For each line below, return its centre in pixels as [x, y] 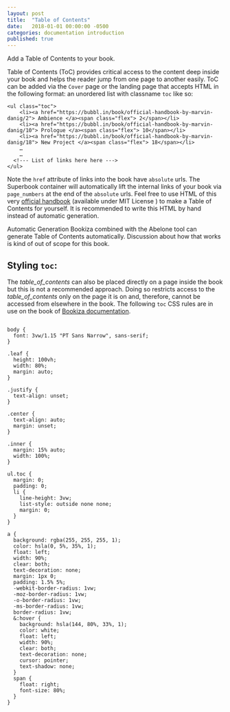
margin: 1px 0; [35, 576]
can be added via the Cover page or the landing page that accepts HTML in [113, 87]
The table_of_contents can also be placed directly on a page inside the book [115, 282]
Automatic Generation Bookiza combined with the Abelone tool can [102, 229]
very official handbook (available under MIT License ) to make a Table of [110, 201]
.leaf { [18, 354]
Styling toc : [32, 265]
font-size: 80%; [43, 690]
